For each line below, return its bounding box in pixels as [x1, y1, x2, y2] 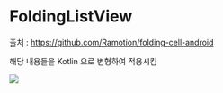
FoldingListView [9, 6, 133, 27]
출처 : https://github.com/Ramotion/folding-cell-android [9, 37, 214, 47]
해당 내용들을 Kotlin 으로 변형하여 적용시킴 [9, 55, 157, 66]
